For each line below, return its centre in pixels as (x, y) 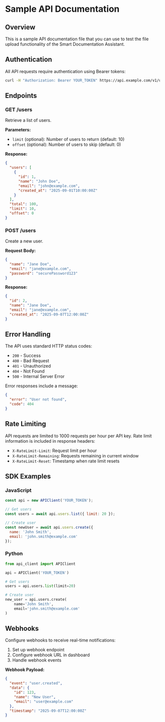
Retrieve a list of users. (28, 120)
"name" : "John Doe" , (39, 181)
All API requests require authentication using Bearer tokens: (66, 71)
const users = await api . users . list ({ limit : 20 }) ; (60, 514)
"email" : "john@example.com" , (49, 186)
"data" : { (19, 688)
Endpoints (21, 96)
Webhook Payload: (25, 670)
